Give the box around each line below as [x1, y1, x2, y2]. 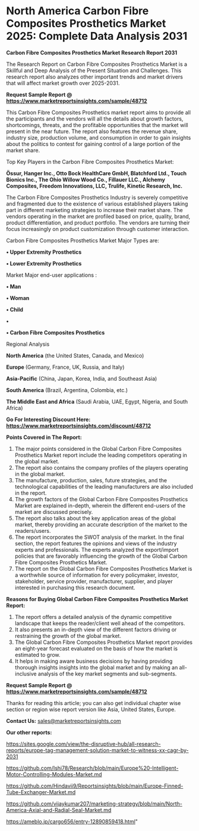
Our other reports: [6, 729, 52, 736]
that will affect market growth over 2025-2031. [6, 79, 120, 87]
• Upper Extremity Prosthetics [6, 248, 82, 255]
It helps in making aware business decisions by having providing [14, 658, 173, 665]
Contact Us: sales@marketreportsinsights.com [6, 717, 122, 724]
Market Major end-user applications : [6, 271, 97, 279]
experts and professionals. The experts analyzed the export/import [14, 546, 179, 553]
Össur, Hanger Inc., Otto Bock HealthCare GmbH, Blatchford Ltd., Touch [6, 169, 187, 176]
